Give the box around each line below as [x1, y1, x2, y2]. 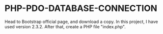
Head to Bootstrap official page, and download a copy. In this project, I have [4, 19, 158, 24]
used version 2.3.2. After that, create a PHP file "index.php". [4, 23, 126, 29]
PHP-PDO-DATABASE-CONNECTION [4, 3, 158, 14]
